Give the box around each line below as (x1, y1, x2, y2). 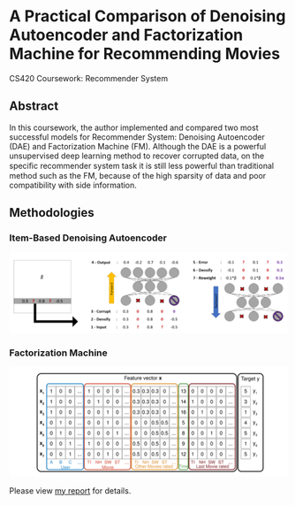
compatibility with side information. (9, 180, 137, 190)
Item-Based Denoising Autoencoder (9, 232, 168, 244)
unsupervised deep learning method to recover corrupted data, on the (9, 150, 265, 161)
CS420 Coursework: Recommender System (9, 73, 169, 83)
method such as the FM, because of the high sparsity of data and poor (9, 170, 267, 180)
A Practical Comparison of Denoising (9, 6, 286, 27)
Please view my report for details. (9, 485, 132, 496)
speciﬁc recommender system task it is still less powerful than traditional (9, 160, 275, 171)
